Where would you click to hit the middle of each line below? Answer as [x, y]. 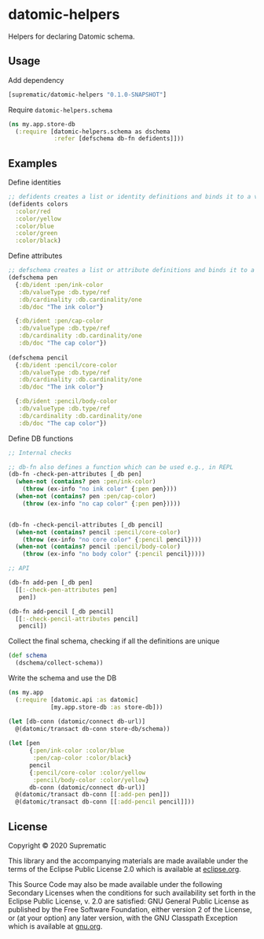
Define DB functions [41, 438]
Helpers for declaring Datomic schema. [71, 36]
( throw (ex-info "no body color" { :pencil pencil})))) [114, 554]
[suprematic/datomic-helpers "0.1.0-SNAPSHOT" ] [88, 95]
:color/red [33, 211]
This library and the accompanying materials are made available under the [128, 861]
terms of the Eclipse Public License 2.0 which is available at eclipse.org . [125, 869]
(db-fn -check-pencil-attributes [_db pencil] [86, 525]
